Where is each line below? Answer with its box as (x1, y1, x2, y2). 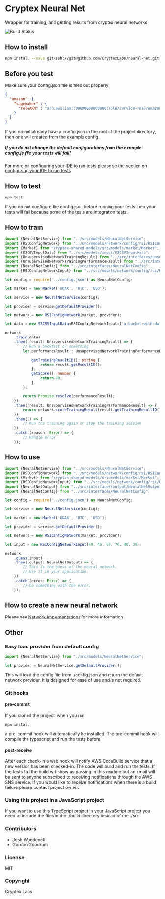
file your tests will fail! (24, 150, 71, 156)
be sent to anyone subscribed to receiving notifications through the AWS (5, 774, 152, 780)
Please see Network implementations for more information (5, 614, 124, 620)
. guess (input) (14, 556, 43, 561)
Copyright (5, 877, 30, 884)
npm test (5, 195, 23, 200)
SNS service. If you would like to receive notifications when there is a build (5, 779, 156, 785)
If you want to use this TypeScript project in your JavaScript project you (5, 808, 151, 814)
